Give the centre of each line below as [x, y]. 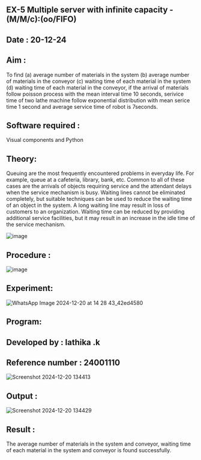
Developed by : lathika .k [53, 342]
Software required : [43, 125]
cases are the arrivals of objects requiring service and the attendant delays [99, 186]
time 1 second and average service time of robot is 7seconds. [82, 106]
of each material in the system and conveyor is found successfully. [89, 450]
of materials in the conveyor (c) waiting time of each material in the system [98, 81]
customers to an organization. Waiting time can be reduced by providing [95, 212]
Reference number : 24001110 [63, 363]
